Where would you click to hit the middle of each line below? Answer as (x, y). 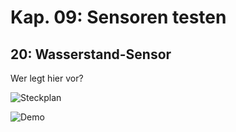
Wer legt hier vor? (47, 78)
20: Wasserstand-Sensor (91, 54)
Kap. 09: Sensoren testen (118, 17)
